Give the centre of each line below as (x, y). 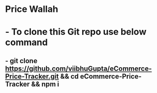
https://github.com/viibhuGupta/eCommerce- (78, 68)
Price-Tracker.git (32, 76)
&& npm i (45, 84)
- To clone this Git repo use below (76, 32)
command (27, 43)
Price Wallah (32, 9)
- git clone (21, 61)
